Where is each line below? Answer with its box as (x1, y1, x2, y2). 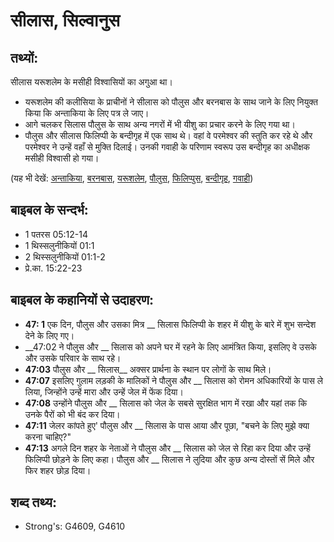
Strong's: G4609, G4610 (24, 520, 126, 533)
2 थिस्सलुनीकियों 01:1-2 (24, 250, 106, 263)
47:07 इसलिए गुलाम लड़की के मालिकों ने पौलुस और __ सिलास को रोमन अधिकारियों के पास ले (24, 374, 323, 386)
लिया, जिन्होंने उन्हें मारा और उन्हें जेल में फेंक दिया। (24, 385, 184, 398)
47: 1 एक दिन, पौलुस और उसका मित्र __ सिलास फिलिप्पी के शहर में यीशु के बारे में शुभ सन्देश (24, 318, 317, 330)
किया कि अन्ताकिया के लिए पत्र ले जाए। (24, 107, 150, 119)
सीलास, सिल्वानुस (10, 9, 120, 32)
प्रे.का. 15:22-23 (24, 262, 83, 274)
